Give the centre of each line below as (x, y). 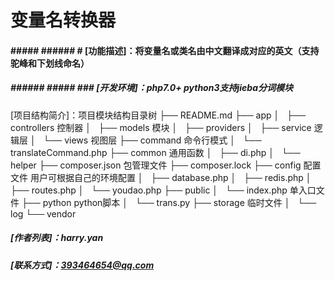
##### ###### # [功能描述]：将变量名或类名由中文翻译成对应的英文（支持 (165, 50)
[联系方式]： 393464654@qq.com (82, 265)
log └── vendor (43, 213)
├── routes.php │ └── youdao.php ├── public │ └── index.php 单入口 (163, 190)
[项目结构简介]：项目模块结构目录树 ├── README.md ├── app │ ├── (158, 115)
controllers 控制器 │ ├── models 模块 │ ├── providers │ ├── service (161, 127)
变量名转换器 (63, 20)
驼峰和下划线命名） (50, 63)
